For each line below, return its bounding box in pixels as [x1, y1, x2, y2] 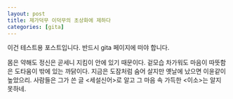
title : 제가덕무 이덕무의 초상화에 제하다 [7, 17, 111, 24]
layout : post [7, 10, 46, 18]
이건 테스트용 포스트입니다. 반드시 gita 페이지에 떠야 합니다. [7, 44, 170, 52]
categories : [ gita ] [7, 23, 65, 30]
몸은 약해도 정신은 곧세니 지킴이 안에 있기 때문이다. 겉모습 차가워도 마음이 [7, 58, 208, 67]
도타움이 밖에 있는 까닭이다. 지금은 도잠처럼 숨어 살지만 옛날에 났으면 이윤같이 [14, 67, 227, 76]
